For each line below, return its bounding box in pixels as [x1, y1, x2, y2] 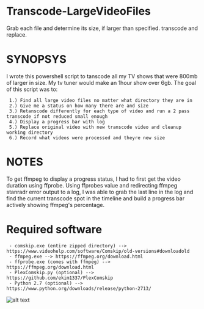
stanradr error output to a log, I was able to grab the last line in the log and [6, 188, 194, 195]
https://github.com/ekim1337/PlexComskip [6, 275, 114, 281]
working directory [6, 129, 53, 136]
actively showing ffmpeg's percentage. [6, 201, 105, 208]
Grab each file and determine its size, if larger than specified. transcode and [6, 24, 199, 32]
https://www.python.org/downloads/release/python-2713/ [6, 285, 151, 291]
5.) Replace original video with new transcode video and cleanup [9, 124, 182, 130]
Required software [6, 223, 103, 236]
